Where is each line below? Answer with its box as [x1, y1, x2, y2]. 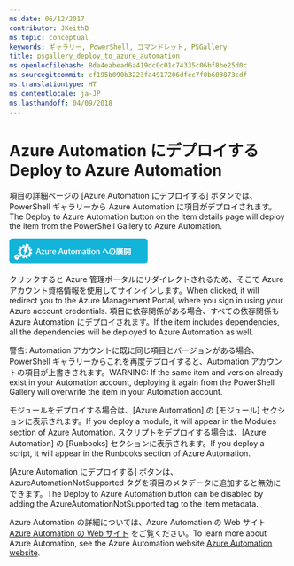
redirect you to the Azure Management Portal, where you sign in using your [9, 295, 283, 306]
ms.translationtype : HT [9, 80, 97, 89]
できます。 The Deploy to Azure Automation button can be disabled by [9, 489, 264, 499]
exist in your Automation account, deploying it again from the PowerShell [9, 377, 275, 388]
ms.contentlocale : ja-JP [9, 89, 101, 98]
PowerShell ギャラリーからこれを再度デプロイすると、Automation [9, 356, 250, 367]
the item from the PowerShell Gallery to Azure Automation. [9, 221, 223, 232]
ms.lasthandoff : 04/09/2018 [9, 98, 113, 107]
